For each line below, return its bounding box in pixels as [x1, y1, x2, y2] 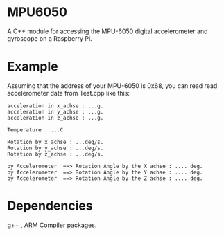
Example [7, 59, 58, 75]
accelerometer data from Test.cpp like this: [7, 89, 130, 97]
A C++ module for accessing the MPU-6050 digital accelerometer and [7, 27, 208, 35]
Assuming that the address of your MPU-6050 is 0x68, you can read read [7, 81, 218, 90]
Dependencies [7, 198, 93, 214]
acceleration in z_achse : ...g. [7, 114, 104, 121]
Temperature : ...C [7, 126, 64, 134]
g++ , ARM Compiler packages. [7, 221, 97, 229]
